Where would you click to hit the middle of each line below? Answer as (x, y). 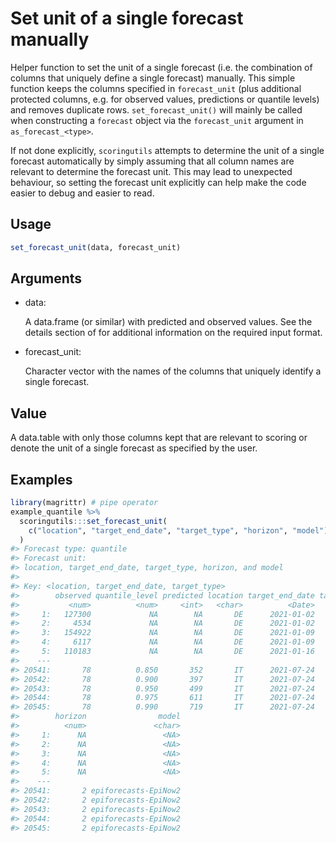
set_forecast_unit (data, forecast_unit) (96, 247)
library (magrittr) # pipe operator (84, 503)
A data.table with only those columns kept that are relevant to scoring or (159, 438)
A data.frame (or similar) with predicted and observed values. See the (168, 322)
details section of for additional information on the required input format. (173, 333)
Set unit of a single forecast (127, 18)
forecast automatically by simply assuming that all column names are (152, 161)
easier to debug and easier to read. (82, 193)
